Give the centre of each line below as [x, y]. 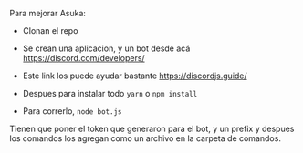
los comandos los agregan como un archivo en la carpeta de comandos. [145, 138]
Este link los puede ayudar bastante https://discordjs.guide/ [135, 76]
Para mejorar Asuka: [48, 13]
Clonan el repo [50, 31]
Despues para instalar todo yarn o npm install [110, 93]
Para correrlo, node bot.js [72, 111]
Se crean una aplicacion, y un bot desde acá [106, 48]
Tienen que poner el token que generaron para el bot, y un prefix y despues [152, 128]
